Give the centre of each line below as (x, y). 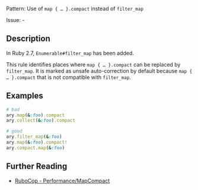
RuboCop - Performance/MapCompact (62, 180)
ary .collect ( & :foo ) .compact (41, 121)
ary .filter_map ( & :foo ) (34, 137)
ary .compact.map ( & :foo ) (36, 148)
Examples (25, 96)
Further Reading (37, 167)
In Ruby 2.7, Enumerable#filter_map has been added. (70, 53)
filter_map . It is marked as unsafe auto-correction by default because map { (99, 71)
